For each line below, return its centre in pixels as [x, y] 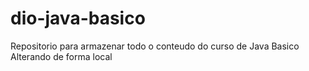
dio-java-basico [78, 18]
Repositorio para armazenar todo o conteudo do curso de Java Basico [155, 46]
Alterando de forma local [61, 56]
